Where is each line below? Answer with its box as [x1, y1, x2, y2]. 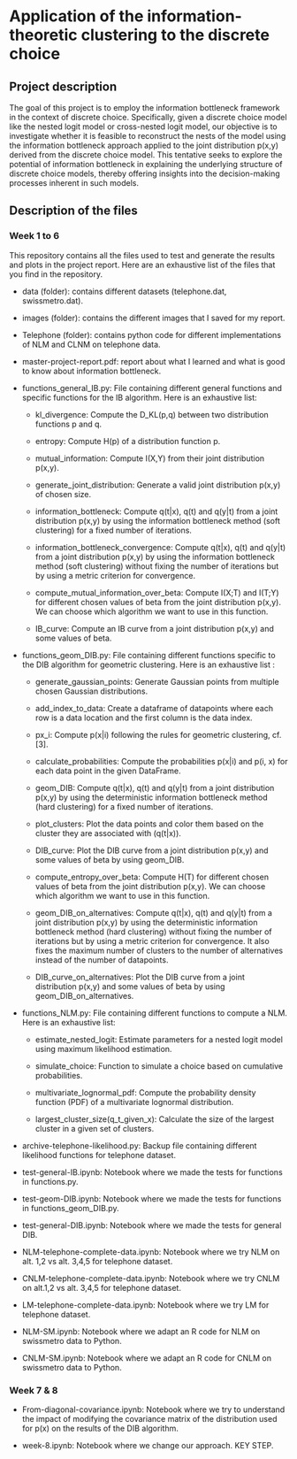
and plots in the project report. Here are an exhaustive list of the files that [9, 259, 276, 270]
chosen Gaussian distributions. [34, 686, 148, 696]
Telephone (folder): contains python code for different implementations [21, 329, 281, 340]
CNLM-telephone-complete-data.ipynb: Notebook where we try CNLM [21, 1272, 280, 1284]
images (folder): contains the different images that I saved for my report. [21, 312, 286, 323]
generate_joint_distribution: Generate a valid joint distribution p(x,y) [34, 480, 281, 490]
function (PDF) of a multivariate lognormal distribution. [34, 1096, 234, 1107]
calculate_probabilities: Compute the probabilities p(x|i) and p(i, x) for [34, 756, 289, 766]
